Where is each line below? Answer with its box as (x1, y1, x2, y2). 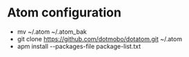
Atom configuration (7, 5, 122, 21)
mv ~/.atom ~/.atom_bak (17, 27, 88, 36)
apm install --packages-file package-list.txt (17, 42, 141, 50)
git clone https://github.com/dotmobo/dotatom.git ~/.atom (17, 34, 183, 43)
